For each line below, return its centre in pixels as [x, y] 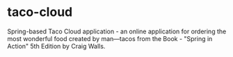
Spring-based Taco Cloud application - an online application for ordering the [117, 31]
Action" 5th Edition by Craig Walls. [56, 46]
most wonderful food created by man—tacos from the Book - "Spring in [110, 38]
